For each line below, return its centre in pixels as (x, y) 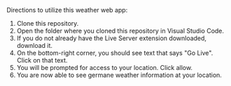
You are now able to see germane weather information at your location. (119, 75)
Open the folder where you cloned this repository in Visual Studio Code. (120, 31)
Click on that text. (42, 60)
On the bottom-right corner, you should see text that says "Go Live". (115, 53)
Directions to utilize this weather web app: (67, 10)
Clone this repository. (48, 23)
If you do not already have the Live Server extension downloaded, (112, 38)
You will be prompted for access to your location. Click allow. (105, 68)
